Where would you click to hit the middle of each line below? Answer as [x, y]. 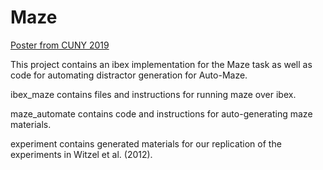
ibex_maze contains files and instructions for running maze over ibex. [153, 94]
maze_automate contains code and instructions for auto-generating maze [161, 113]
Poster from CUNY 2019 [60, 45]
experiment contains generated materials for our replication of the [146, 143]
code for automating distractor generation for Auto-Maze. [129, 75]
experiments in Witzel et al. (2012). [81, 154]
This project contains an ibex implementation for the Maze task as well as [161, 64]
